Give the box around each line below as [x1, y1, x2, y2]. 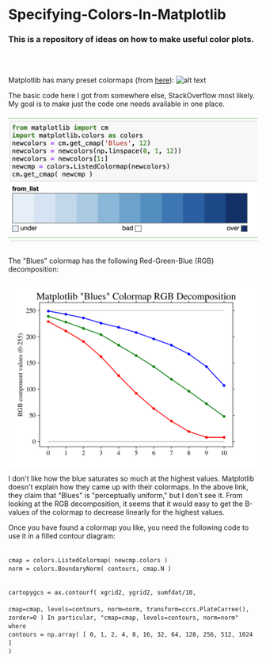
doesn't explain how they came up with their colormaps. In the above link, [8, 482, 249, 492]
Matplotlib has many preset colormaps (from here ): [8, 75, 174, 85]
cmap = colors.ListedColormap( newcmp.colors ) [8, 557, 169, 565]
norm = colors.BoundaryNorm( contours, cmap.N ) [8, 565, 172, 573]
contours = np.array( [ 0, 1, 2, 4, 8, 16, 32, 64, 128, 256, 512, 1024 [8, 631, 253, 639]
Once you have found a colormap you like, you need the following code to [8, 523, 249, 532]
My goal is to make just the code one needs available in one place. [8, 99, 226, 108]
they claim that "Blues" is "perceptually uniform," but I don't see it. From [8, 491, 243, 500]
